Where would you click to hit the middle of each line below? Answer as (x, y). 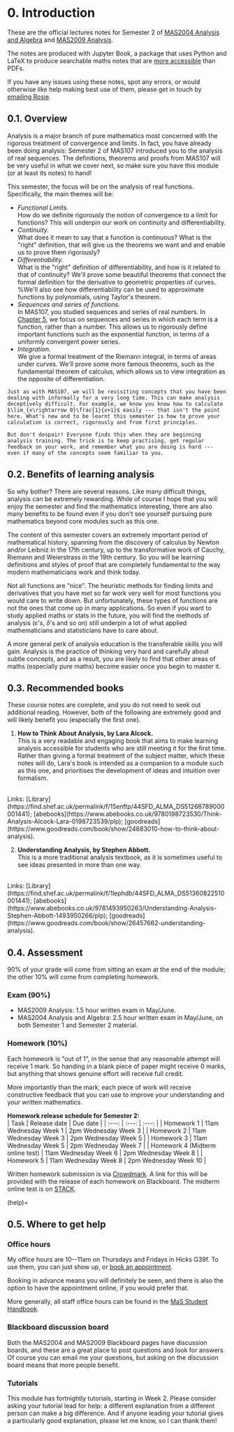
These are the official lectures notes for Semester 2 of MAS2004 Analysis (114, 32)
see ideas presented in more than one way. (79, 865)
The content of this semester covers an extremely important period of (108, 535)
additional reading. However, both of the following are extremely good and (114, 712)
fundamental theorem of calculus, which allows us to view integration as (121, 371)
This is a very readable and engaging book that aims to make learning (118, 741)
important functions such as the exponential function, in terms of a (113, 334)
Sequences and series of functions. (68, 304)
